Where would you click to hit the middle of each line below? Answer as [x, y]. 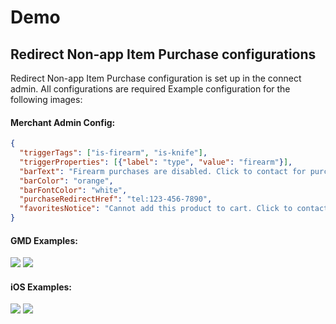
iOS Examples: [41, 287]
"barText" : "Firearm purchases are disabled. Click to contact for [163, 171]
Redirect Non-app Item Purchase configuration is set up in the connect [156, 78]
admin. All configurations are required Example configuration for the [150, 89]
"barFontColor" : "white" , [73, 190]
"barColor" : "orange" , [66, 181]
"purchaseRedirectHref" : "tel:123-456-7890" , [116, 199]
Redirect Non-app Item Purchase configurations [163, 54]
